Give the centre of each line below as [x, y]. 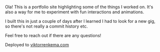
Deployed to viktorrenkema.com [37, 45]
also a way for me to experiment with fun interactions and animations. [75, 12]
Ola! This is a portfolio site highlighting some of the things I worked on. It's [79, 7]
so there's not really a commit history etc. [47, 26]
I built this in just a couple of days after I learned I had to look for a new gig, [80, 21]
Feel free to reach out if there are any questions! [53, 36]
